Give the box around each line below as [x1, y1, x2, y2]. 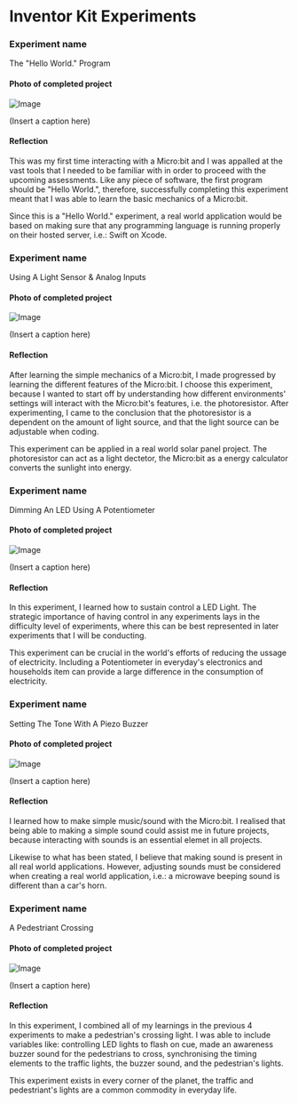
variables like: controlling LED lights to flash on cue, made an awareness [9, 1038, 273, 1050]
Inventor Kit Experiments [9, 6, 197, 27]
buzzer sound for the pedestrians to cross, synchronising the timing [9, 1048, 257, 1059]
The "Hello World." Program [9, 58, 111, 68]
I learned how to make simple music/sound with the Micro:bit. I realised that [9, 816, 286, 826]
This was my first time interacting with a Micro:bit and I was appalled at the [9, 156, 284, 166]
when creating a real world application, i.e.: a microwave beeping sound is [9, 871, 281, 881]
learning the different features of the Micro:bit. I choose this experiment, [9, 379, 273, 389]
